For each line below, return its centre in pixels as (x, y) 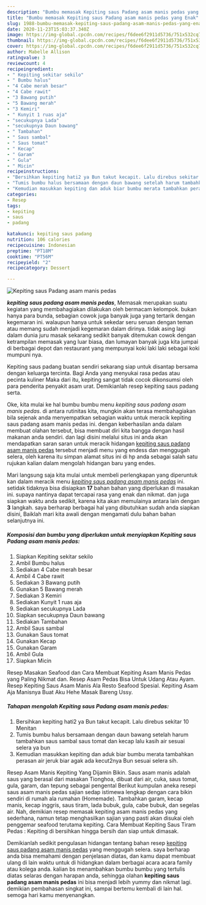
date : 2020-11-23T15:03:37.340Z (48, 29)
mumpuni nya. (25, 355)
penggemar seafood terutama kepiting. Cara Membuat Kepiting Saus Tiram (101, 825)
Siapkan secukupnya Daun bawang (60, 615)
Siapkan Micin (34, 661)
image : (15, 35)
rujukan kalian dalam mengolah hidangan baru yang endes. (81, 463)
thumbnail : (21, 40)
